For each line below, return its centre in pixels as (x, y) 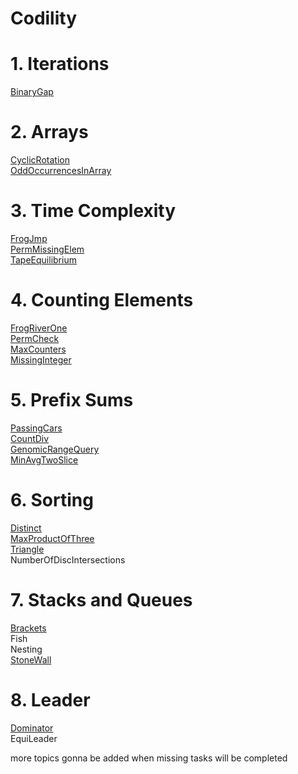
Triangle (27, 549)
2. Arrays (49, 132)
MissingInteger (41, 359)
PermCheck (35, 338)
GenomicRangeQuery (55, 449)
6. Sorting (52, 500)
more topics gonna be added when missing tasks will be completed (149, 758)
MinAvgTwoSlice (44, 459)
